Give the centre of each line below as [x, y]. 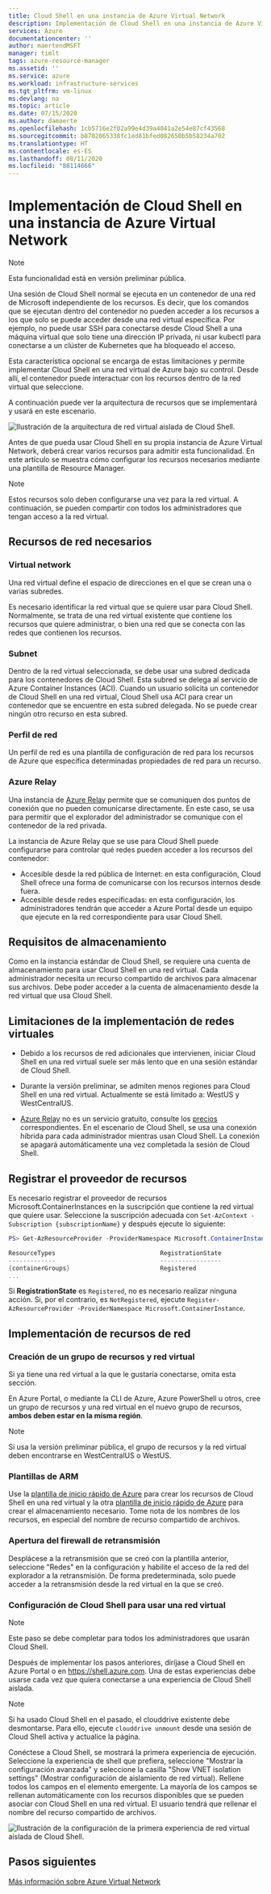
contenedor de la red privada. [58, 825]
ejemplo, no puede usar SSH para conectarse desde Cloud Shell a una [125, 329]
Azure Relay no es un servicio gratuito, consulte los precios [119, 1119]
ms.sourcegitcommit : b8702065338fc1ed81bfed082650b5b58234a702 [117, 136]
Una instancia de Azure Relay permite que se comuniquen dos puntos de [129, 800]
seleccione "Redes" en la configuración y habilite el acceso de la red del [129, 1567]
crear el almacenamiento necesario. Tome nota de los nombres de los [124, 1511]
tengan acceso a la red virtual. [58, 517]
